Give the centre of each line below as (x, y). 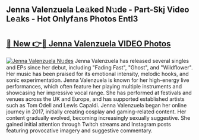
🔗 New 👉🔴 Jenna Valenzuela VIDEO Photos (89, 44)
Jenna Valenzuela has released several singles (132, 61)
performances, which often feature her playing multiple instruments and (94, 86)
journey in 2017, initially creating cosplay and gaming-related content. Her (96, 112)
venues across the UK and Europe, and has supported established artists (96, 99)
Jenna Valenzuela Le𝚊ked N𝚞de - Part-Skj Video (98, 10)
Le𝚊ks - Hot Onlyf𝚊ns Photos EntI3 (72, 19)
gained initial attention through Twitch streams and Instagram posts (89, 124)
